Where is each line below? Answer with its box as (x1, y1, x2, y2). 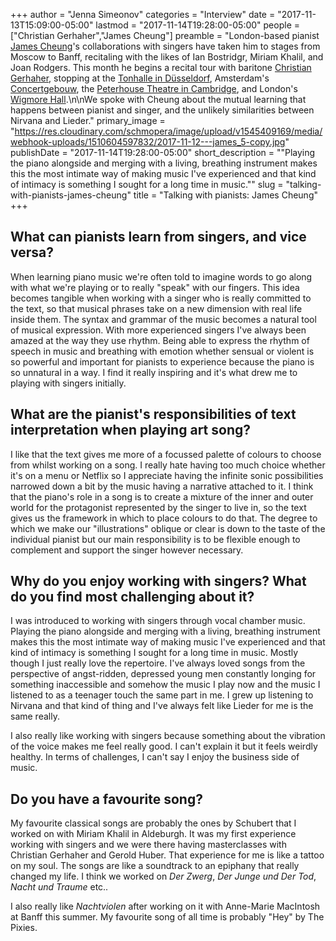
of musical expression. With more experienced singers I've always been (10, 324, 307, 336)
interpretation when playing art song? (10, 422, 251, 439)
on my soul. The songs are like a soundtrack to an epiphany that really (10, 860, 300, 872)
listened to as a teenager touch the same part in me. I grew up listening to (10, 689, 314, 701)
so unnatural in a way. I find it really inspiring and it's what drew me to (10, 366, 298, 378)
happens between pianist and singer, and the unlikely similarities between (10, 104, 315, 116)
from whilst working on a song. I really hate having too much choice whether (10, 459, 326, 471)
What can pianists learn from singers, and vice (10, 229, 307, 246)
